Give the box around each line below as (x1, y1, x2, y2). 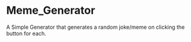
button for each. (6, 29, 47, 37)
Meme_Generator (6, 4, 95, 17)
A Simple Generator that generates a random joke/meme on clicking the (6, 23, 185, 31)
